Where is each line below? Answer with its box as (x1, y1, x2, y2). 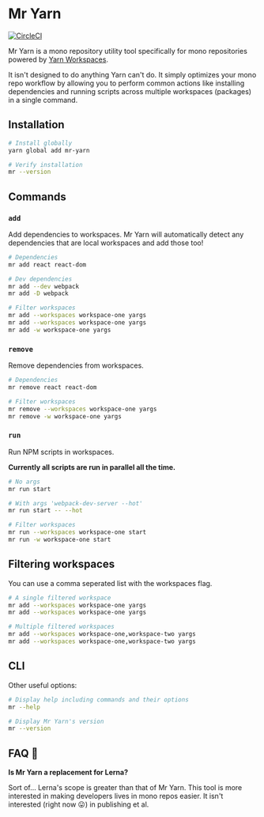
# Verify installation (8, 161, 83, 168)
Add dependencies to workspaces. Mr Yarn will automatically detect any (8, 229, 244, 239)
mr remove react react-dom (8, 383, 97, 391)
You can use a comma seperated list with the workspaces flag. (8, 578, 213, 588)
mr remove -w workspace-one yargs (8, 412, 123, 420)
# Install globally (8, 139, 73, 147)
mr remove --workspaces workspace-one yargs (8, 405, 157, 413)
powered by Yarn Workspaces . (8, 55, 109, 64)
